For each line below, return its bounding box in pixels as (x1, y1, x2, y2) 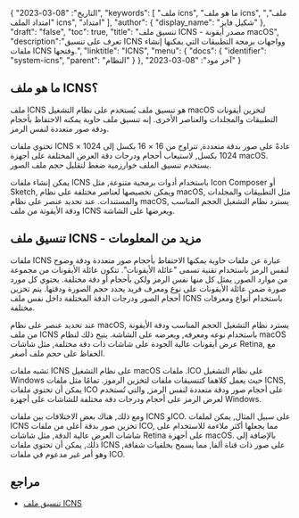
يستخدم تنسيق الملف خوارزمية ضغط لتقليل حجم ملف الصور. (10, 160, 212, 170)
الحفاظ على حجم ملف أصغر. (10, 348, 105, 358)
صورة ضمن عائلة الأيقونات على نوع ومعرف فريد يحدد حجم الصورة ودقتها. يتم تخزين (10, 283, 287, 293)
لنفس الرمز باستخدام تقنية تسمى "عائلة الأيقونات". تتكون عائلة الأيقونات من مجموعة (10, 264, 289, 275)
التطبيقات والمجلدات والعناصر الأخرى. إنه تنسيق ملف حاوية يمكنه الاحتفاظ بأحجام (10, 113, 278, 124)
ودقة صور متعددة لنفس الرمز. (10, 123, 110, 134)
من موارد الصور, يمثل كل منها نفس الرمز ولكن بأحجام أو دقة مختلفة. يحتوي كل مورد (10, 274, 288, 284)
